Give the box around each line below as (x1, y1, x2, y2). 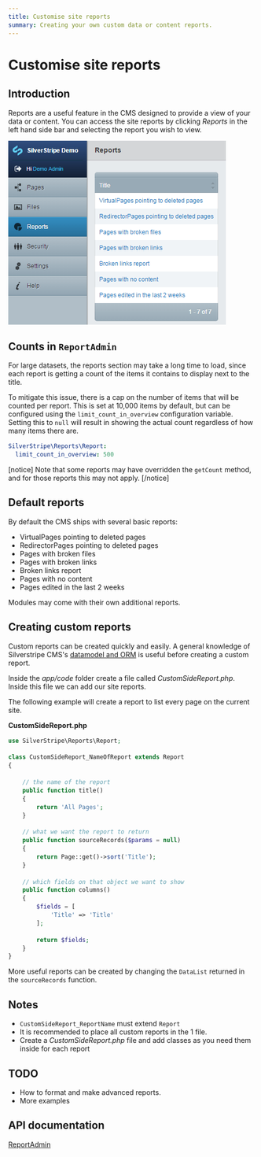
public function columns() (22, 886, 111, 894)
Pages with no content (19, 574, 93, 583)
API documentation (8, 1118, 105, 1133)
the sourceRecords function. (8, 975, 97, 985)
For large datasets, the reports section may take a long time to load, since (8, 360, 246, 370)
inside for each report (19, 1044, 90, 1054)
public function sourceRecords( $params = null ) (22, 837, 181, 845)
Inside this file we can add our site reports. (8, 682, 147, 691)
